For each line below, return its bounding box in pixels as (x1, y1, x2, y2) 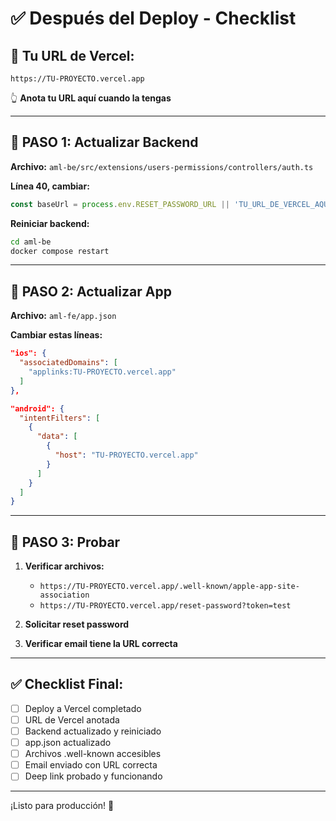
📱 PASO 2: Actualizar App (10, 283, 172, 300)
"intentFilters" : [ (19, 413, 101, 423)
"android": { (10, 403, 65, 414)
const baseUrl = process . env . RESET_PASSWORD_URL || (10, 199, 230, 209)
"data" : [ (36, 432, 78, 442)
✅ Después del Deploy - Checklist (10, 7, 297, 30)
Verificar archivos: (24, 560, 105, 572)
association (39, 590, 90, 601)
